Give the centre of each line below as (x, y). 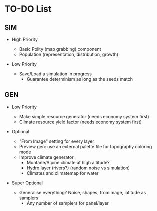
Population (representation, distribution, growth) (69, 54)
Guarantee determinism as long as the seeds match (80, 79)
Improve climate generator (46, 157)
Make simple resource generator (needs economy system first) (84, 116)
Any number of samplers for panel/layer (68, 203)
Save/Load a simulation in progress (55, 74)
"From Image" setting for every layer (57, 141)
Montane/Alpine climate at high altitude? (68, 162)
